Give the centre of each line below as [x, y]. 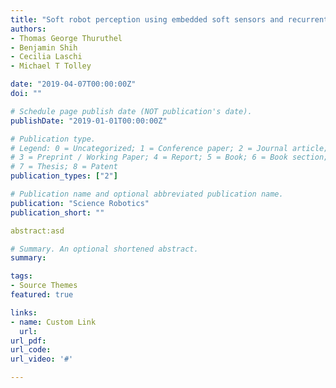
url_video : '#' [42, 359]
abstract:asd [37, 231]
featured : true [42, 295]
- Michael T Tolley [51, 66]
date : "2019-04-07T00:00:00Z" [73, 84]
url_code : [31, 350]
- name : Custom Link [53, 322]
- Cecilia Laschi [46, 57]
